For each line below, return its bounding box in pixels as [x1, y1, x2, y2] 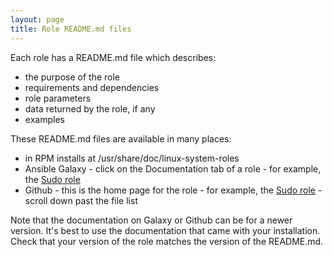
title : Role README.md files [10, 24, 132, 34]
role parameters [24, 92, 92, 104]
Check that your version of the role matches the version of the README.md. [10, 235, 324, 247]
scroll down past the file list [24, 194, 138, 206]
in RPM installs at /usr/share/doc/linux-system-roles [24, 152, 240, 164]
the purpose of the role [24, 71, 121, 83]
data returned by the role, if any [24, 102, 156, 115]
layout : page [10, 14, 65, 25]
